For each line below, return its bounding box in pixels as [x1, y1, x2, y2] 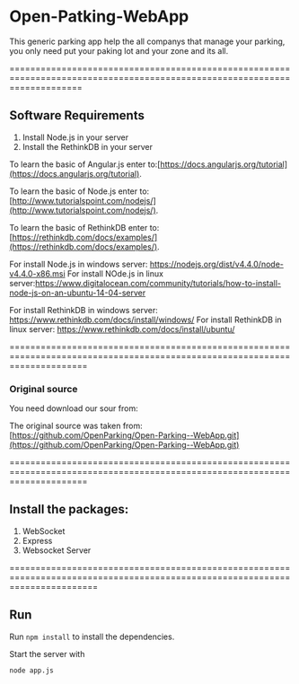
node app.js [9, 666, 54, 675]
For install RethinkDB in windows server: [9, 304, 159, 315]
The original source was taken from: [9, 420, 144, 432]
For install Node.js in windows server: [9, 259, 148, 269]
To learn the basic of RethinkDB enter [9, 222, 148, 232]
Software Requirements [9, 108, 145, 123]
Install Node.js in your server [22, 132, 129, 143]
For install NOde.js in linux [66, 267, 164, 279]
